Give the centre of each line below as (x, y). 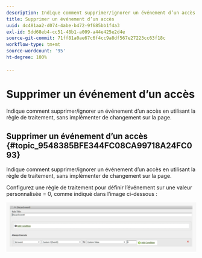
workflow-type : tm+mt (33, 45)
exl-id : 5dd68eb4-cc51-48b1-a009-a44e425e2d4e (66, 32)
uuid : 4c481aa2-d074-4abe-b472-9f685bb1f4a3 (63, 25)
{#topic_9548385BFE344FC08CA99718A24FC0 (99, 146)
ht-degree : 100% (27, 57)
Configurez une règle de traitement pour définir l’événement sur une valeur (99, 187)
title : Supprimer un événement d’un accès (60, 19)
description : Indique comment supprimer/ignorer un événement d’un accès (101, 13)
